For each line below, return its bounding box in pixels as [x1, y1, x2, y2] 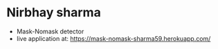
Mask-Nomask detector [16, 27, 84, 35]
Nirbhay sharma [6, 5, 101, 20]
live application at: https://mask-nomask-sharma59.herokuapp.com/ [16, 34, 211, 42]
